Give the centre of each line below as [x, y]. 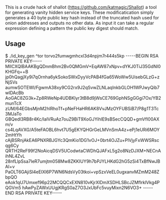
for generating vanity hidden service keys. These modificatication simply [80, 12]
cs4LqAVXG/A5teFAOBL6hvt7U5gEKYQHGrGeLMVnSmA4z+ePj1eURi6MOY [83, 130]
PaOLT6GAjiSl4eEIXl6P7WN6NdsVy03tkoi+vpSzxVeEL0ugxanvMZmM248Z [82, 172]
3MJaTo [13, 114]
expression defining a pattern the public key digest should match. [72, 28]
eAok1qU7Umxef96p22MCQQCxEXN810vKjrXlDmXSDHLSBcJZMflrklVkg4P [83, 182]
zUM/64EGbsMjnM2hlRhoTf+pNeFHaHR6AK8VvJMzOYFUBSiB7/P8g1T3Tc [82, 108]
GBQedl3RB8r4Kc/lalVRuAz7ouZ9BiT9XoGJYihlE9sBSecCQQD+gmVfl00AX [82, 119]
